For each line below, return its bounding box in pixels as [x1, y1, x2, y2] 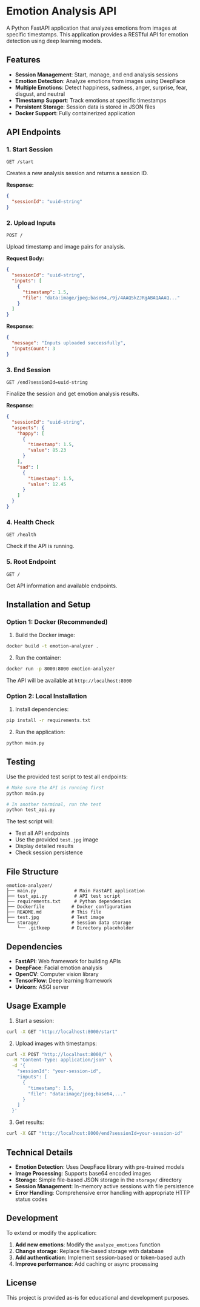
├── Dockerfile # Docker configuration [6, 904, 132, 910]
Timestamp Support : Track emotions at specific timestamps [15, 96, 167, 104]
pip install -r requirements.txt [6, 717, 91, 724]
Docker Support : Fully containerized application [15, 109, 136, 116]
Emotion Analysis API [6, 4, 117, 18]
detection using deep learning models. [6, 37, 102, 44]
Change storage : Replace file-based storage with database [15, 1247, 164, 1254]
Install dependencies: [15, 706, 69, 713]
